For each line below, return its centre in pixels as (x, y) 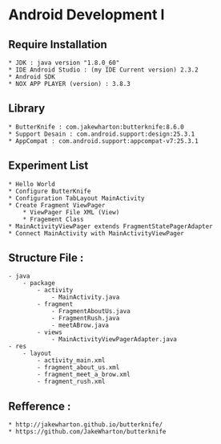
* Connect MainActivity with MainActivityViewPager (96, 233)
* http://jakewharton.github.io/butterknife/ (85, 425)
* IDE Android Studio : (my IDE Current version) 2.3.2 (103, 70)
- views (50, 332)
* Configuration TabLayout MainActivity (77, 198)
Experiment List (48, 166)
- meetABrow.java (80, 326)
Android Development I (86, 15)
